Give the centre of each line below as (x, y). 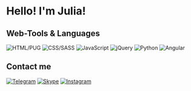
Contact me (29, 67)
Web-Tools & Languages (53, 33)
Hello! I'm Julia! (46, 11)
